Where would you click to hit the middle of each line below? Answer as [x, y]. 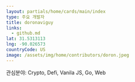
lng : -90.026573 [26, 45]
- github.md [26, 33]
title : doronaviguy [30, 22]
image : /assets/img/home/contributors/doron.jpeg [68, 55]
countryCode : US [26, 50]
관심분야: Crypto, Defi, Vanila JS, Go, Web [56, 72]
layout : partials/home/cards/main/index [56, 11]
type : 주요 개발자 [25, 17]
